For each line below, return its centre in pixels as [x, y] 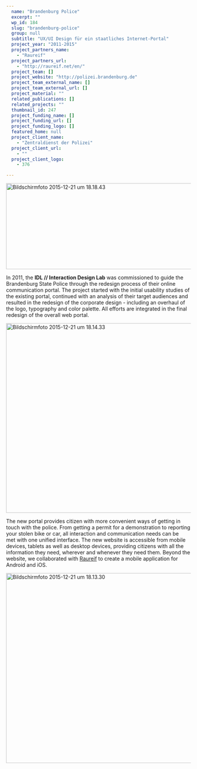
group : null [26, 34]
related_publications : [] [43, 99]
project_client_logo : [38, 159]
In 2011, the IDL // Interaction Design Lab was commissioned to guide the [95, 277]
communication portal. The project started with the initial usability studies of [98, 290]
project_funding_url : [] [42, 121]
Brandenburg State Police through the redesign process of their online [91, 284]
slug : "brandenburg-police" [46, 28]
